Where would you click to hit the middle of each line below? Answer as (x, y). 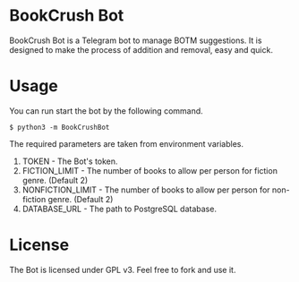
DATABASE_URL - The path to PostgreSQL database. (120, 209)
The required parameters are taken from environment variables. (127, 143)
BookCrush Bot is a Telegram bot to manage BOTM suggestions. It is (136, 40)
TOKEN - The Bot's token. (70, 161)
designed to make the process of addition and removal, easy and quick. (141, 49)
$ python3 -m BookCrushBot (60, 127)
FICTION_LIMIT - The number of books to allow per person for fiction (149, 170)
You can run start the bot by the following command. (106, 111)
